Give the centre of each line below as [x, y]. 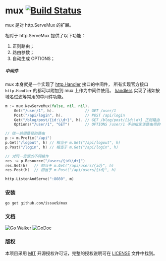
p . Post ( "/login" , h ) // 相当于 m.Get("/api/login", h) [62, 147]
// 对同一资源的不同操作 [27, 156]
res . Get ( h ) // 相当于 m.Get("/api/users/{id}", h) [59, 165]
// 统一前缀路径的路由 [25, 133]
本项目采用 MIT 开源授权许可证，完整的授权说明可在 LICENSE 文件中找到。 [81, 254]
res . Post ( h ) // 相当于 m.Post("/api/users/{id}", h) [61, 170]
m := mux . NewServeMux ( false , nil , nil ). [48, 106]
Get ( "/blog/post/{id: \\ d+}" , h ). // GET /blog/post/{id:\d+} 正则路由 [87, 120]
